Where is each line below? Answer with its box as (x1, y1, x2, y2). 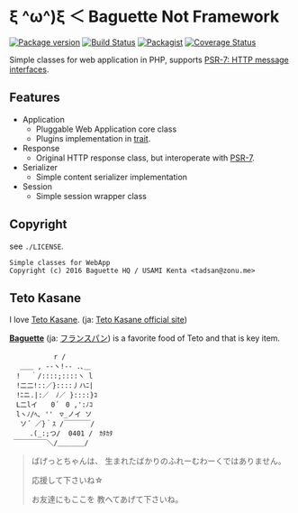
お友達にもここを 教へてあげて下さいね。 (31, 494, 184, 505)
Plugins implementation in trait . (35, 133, 151, 143)
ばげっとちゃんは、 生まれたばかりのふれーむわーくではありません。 (31, 455, 286, 467)
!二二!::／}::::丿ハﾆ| (15, 381, 94, 390)
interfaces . (9, 63, 50, 75)
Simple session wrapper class (35, 190, 147, 201)
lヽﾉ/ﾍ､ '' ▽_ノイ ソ (15, 410, 93, 419)
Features (9, 90, 60, 105)
